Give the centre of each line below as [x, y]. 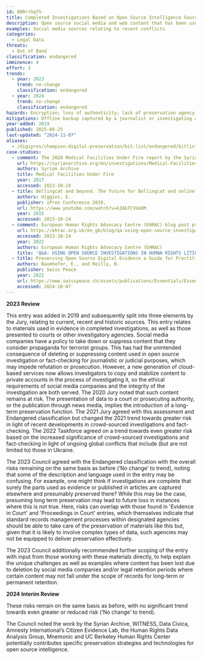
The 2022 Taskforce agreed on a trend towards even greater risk [112, 430]
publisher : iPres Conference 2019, [62, 203]
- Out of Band [29, 51]
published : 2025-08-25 [35, 130]
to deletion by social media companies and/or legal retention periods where [100, 569]
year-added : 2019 [28, 124]
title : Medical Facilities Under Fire [66, 175]
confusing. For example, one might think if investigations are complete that [99, 481]
